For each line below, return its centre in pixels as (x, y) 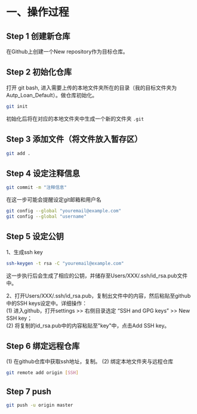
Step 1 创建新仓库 (38, 36)
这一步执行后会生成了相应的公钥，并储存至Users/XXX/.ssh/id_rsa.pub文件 (97, 276)
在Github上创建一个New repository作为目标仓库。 (67, 52)
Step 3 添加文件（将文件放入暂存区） (74, 139)
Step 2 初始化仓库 (39, 72)
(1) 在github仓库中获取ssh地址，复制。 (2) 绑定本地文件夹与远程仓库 (90, 362)
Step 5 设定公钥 (35, 237)
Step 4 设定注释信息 (43, 173)
